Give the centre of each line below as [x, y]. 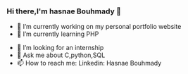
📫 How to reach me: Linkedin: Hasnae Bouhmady [89, 63]
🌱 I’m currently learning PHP [58, 34]
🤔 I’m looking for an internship [60, 48]
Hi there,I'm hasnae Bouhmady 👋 [64, 11]
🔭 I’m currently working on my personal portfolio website [99, 27]
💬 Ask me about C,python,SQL [61, 55]
